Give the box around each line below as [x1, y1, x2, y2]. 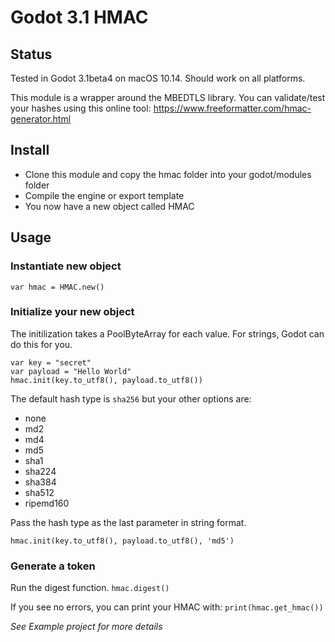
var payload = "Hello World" [10, 366, 132, 376]
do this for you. [10, 338, 73, 350]
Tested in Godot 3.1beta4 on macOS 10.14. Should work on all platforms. [10, 72, 306, 84]
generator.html [10, 113, 72, 125]
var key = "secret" [10, 357, 92, 368]
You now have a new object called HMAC [24, 200, 195, 212]
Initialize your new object [10, 305, 135, 319]
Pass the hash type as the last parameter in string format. [10, 516, 247, 528]
